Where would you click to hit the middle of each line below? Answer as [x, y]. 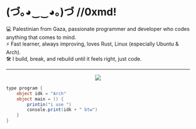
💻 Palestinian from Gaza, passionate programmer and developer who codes [98, 29]
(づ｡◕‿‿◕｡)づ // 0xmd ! [61, 12]
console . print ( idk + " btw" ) [62, 110]
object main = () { [40, 99]
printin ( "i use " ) [49, 104]
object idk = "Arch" [41, 93]
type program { [24, 88]
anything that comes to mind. [41, 37]
